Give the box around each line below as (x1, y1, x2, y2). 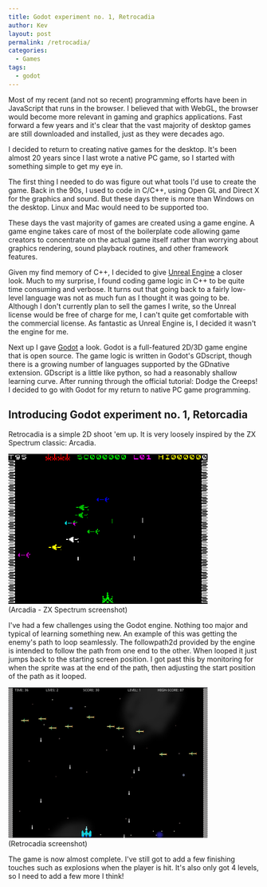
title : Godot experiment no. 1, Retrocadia (8, 13, 155, 21)
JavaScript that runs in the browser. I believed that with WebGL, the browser (8, 103, 259, 113)
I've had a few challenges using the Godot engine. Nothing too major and (8, 620, 249, 629)
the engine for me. (8, 326, 69, 336)
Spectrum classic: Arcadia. (8, 438, 96, 447)
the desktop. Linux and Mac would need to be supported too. (8, 202, 210, 212)
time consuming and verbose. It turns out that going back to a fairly (8, 284, 230, 294)
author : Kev (8, 21, 48, 30)
